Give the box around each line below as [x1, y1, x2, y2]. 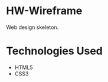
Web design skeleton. [6, 24, 59, 31]
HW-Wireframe [6, 4, 83, 18]
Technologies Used [6, 44, 103, 58]
